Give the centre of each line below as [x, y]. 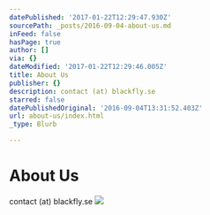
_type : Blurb [33, 125]
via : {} [23, 58]
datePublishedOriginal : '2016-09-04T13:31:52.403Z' [106, 108]
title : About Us [39, 75]
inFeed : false [35, 34]
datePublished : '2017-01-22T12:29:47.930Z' [90, 17]
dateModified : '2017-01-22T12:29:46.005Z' [88, 67]
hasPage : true [35, 42]
